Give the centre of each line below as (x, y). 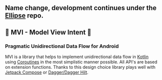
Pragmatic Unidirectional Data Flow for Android (62, 46)
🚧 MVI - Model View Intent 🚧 (48, 32)
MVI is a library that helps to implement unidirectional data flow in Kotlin (77, 57)
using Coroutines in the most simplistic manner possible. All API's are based (81, 62)
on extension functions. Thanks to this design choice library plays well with (80, 67)
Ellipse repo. (24, 16)
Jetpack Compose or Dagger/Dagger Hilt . (47, 72)
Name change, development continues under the (81, 8)
